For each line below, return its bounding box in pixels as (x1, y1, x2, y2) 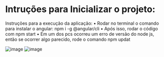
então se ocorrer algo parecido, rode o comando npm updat (5, 36, 131, 42)
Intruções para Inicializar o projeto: (5, 4, 155, 15)
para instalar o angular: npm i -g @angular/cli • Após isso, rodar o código (5, 25, 158, 31)
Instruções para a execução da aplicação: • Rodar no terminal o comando (5, 20, 159, 26)
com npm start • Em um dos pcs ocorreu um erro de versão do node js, (5, 31, 154, 37)
